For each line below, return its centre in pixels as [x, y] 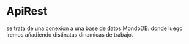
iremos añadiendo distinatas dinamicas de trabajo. [70, 34]
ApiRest [27, 11]
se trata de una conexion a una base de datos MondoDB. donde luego [94, 28]
